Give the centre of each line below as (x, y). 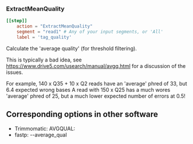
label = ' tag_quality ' (44, 37)
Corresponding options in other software (82, 114)
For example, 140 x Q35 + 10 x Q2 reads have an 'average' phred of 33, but (96, 83)
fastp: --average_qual (41, 135)
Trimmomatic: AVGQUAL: (45, 128)
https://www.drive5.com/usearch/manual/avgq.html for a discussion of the (96, 66)
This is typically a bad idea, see (44, 60)
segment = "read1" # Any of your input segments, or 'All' (90, 32)
